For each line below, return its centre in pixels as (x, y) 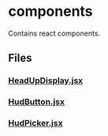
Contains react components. (54, 33)
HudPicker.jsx (35, 123)
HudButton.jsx (37, 102)
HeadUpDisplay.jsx (46, 81)
